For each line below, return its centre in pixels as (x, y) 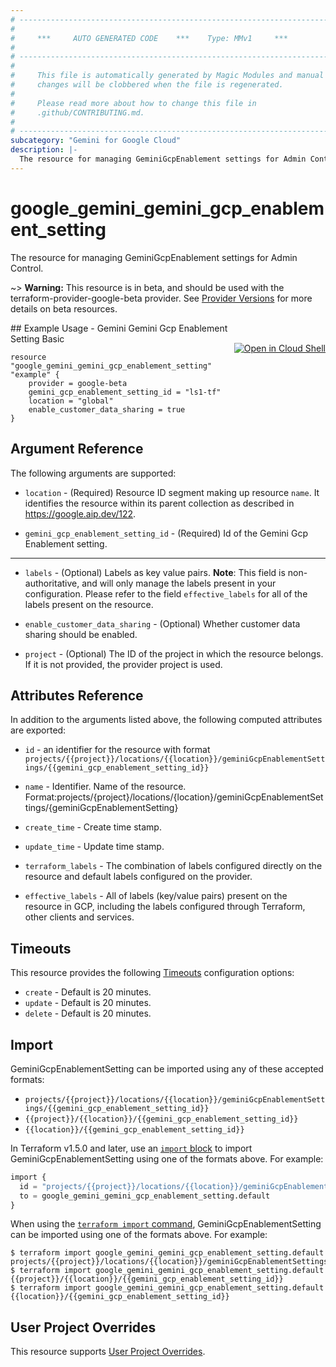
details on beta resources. (64, 308)
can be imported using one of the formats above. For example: (139, 1235)
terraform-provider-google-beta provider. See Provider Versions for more (161, 298)
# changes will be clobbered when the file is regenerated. (147, 85)
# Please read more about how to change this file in (133, 103)
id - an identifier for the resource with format (117, 750)
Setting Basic (37, 338)
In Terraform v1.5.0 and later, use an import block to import (131, 1148)
